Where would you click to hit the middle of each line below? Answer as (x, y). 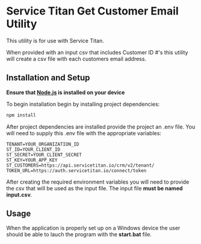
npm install (21, 115)
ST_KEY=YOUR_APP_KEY (32, 160)
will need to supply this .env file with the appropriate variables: (84, 133)
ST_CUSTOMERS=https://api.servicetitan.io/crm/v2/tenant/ (80, 165)
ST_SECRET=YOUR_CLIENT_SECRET (44, 155)
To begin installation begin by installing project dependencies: (83, 104)
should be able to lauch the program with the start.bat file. (79, 234)
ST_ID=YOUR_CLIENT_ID (33, 149)
